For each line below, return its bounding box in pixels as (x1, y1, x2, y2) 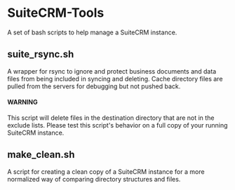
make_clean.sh (7, 149, 75, 161)
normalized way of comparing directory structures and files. (7, 175, 181, 183)
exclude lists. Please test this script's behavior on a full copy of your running (7, 121, 228, 129)
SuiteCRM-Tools (7, 5, 105, 21)
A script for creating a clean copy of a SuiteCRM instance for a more (7, 167, 205, 176)
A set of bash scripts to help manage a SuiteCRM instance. (7, 28, 177, 36)
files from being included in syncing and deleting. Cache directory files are (7, 74, 223, 83)
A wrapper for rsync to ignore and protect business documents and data (7, 67, 217, 75)
